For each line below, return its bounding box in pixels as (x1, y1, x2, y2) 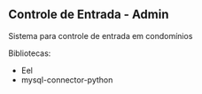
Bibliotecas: (8, 48, 51, 59)
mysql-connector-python (20, 74, 113, 85)
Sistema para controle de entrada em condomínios (8, 30, 193, 41)
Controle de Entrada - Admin (8, 7, 169, 22)
